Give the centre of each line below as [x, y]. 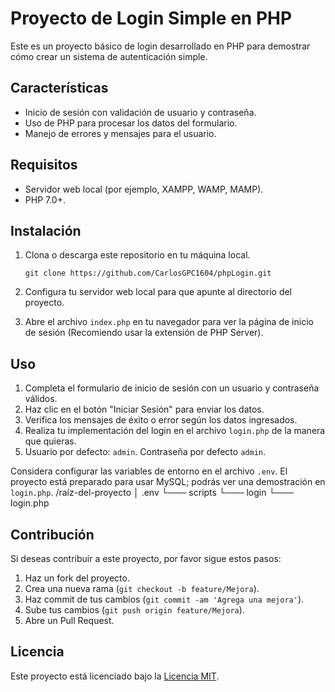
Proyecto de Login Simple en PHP [151, 18]
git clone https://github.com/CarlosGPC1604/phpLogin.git [148, 273]
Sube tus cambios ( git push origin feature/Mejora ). [134, 610]
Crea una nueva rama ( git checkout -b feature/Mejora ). [142, 588]
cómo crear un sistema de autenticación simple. [109, 56]
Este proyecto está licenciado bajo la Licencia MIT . [115, 676]
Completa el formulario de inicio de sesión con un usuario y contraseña [172, 388]
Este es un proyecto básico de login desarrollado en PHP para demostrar [160, 46]
